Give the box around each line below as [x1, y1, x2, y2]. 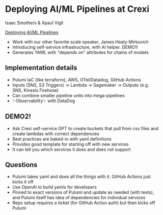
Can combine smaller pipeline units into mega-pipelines [12, 92, 125, 98]
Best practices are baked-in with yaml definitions [12, 136, 111, 142]
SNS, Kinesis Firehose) [12, 87, 59, 93]
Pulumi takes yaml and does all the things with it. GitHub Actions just [12, 174, 151, 179]
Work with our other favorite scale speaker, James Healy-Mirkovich [12, 38, 149, 45]
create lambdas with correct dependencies [12, 131, 100, 137]
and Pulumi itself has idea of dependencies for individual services [12, 195, 146, 201]
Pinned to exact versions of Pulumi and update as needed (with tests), [12, 189, 154, 195]
